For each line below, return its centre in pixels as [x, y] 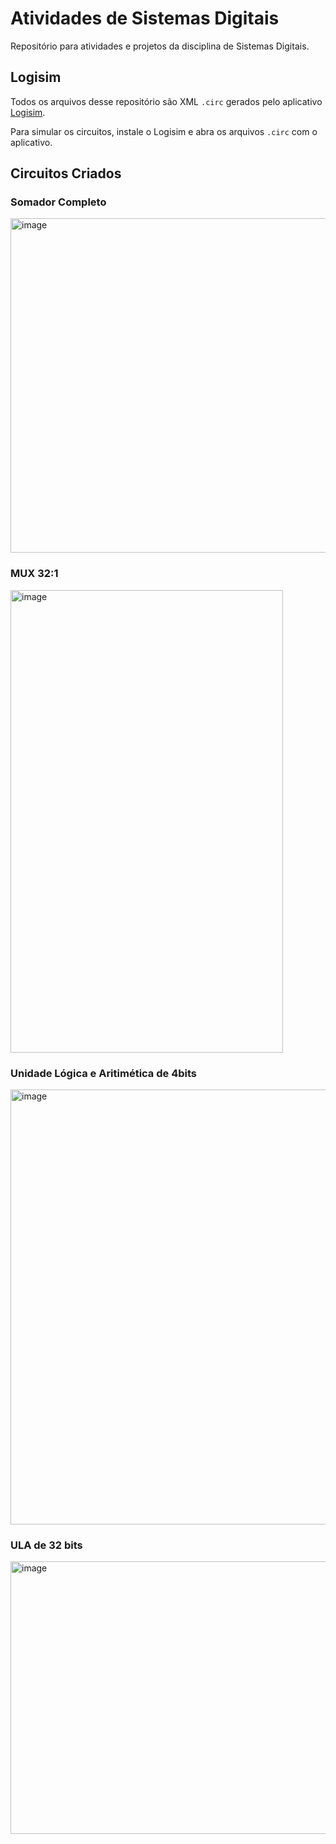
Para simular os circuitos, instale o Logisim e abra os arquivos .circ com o [164, 131]
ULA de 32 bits [46, 1545]
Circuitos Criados [66, 173]
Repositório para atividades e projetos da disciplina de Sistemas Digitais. [160, 46]
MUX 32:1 [34, 574]
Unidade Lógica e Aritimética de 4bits [103, 1073]
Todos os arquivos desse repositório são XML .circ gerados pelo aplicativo [166, 101]
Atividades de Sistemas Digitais [145, 18]
